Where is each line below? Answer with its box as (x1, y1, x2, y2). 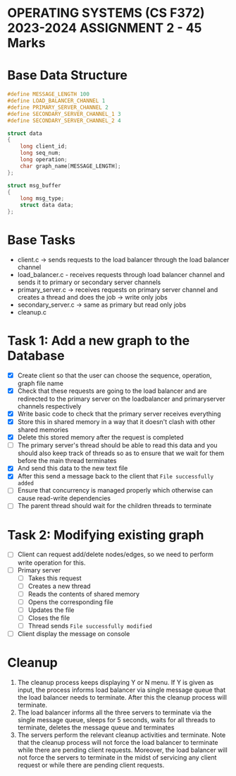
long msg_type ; (20, 195, 65, 202)
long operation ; (20, 156, 68, 163)
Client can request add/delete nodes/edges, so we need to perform (17, 550, 213, 559)
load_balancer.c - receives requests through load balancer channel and (17, 270, 225, 278)
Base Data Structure (7, 67, 128, 83)
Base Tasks (7, 232, 76, 248)
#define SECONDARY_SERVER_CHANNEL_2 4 (7, 117, 121, 124)
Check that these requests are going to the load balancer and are (17, 387, 207, 395)
